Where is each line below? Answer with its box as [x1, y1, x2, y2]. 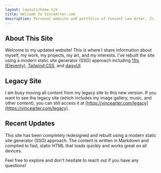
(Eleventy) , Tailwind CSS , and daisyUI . [5, 63, 82, 69]
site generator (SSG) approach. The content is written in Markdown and [5, 137, 149, 143]
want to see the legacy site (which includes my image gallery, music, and [5, 95, 152, 100]
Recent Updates [5, 119, 55, 128]
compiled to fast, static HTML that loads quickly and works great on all [5, 142, 147, 149]
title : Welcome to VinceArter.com [5, 12, 76, 17]
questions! [5, 162, 26, 168]
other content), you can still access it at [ [5, 100, 87, 106]
